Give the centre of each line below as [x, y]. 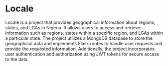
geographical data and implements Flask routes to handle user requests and [84, 43]
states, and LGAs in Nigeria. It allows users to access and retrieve [73, 27]
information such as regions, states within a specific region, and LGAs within [84, 33]
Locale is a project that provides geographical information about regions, [80, 22]
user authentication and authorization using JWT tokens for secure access [82, 54]
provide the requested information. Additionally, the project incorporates [80, 49]
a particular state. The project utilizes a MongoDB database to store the [79, 38]
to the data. [17, 59]
